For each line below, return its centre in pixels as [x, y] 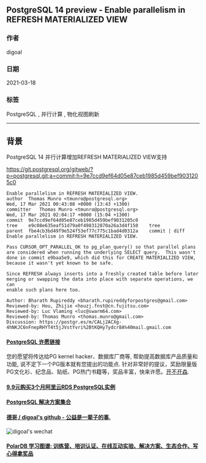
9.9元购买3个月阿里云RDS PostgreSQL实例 [61, 387]
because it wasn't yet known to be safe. [60, 263]
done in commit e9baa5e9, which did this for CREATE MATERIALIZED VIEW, [101, 258]
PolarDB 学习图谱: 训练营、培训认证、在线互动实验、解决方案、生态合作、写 [102, 446]
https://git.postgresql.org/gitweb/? [50, 169]
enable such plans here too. [44, 290]
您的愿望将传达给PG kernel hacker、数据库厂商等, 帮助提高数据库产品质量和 [102, 356]
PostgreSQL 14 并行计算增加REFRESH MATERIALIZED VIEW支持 [87, 157]
